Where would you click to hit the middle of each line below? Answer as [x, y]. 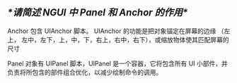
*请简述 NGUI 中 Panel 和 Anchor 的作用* [98, 13]
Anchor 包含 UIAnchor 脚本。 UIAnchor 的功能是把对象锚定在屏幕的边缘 [112, 31]
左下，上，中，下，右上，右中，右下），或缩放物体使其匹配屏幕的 [134, 39]
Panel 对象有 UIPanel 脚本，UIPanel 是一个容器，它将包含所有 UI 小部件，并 [118, 63]
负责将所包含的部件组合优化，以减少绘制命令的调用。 [85, 72]
